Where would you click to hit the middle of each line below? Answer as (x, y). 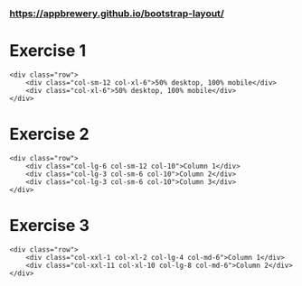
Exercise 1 (48, 51)
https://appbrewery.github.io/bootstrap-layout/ (117, 14)
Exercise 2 (49, 134)
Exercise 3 (50, 225)
